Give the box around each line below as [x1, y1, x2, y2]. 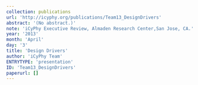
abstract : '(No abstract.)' [6, 20, 77, 26]
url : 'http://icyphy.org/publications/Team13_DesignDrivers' [6, 14, 162, 20]
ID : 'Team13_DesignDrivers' [6, 64, 77, 71]
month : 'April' [6, 37, 44, 42]
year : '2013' [6, 31, 39, 37]
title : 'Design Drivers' [6, 48, 68, 54]
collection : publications [6, 8, 71, 15]
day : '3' [6, 42, 28, 48]
